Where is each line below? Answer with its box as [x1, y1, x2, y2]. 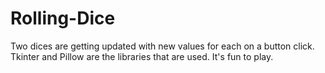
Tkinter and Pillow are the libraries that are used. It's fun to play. [10, 50, 274, 62]
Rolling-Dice [10, 7, 116, 30]
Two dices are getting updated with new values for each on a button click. [10, 40, 315, 52]
